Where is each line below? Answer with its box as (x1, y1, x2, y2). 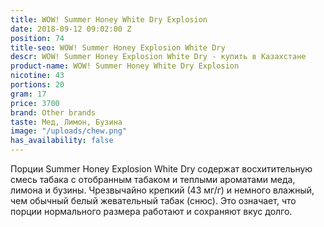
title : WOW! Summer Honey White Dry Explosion (10, 14, 208, 25)
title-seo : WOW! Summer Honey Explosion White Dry (10, 42, 226, 53)
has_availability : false (10, 136, 114, 146)
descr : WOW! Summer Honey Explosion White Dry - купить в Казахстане (10, 52, 307, 62)
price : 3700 (10, 98, 60, 108)
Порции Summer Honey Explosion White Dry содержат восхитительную (10, 163, 313, 175)
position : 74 (10, 33, 65, 43)
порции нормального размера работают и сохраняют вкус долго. (10, 206, 293, 217)
